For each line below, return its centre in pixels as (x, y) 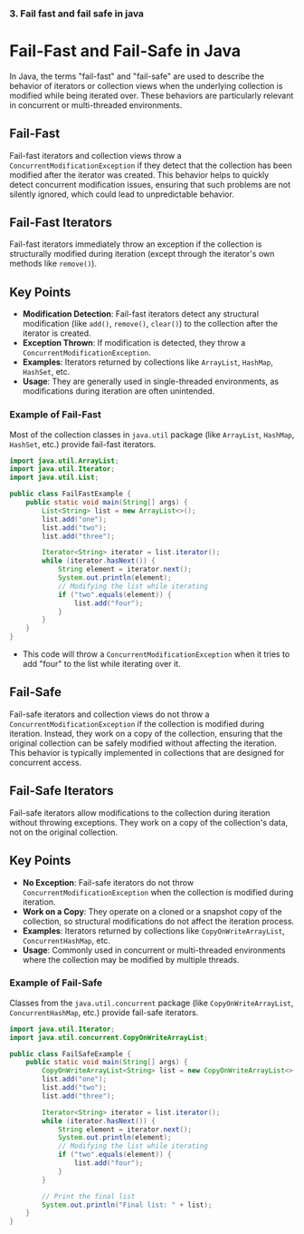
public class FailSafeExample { (70, 1054)
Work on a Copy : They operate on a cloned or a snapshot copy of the (152, 911)
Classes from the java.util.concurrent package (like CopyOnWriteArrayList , (152, 1003)
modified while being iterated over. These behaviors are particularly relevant (152, 95)
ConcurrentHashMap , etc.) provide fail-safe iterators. (104, 1012)
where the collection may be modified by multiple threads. (131, 959)
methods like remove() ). (53, 264)
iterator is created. (57, 333)
